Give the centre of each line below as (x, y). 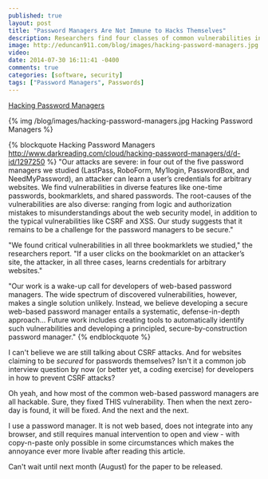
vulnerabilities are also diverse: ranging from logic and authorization (120, 204)
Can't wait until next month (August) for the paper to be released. (116, 466)
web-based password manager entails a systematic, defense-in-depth (124, 311)
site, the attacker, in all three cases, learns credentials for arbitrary (117, 262)
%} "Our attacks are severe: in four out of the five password (145, 161)
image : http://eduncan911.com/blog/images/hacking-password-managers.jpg (134, 46)
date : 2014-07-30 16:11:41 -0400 (64, 61)
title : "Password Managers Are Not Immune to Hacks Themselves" (117, 30)
